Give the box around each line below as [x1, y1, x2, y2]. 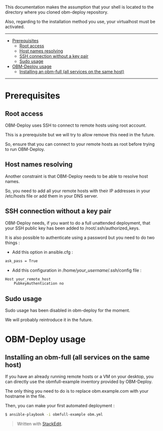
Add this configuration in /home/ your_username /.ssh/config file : [12, 267, 142, 273]
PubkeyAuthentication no [14, 281, 64, 286]
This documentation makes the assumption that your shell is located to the [5, 4, 154, 10]
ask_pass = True [5, 258, 38, 264]
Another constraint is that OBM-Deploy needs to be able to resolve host [5, 173, 148, 179]
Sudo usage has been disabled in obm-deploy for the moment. [5, 308, 130, 314]
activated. [5, 24, 25, 30]
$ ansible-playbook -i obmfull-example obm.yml [5, 412, 103, 417]
